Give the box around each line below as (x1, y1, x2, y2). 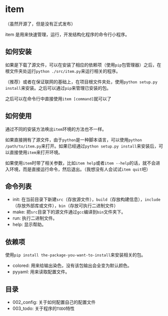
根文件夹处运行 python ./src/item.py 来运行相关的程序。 (5, 68, 121, 74)
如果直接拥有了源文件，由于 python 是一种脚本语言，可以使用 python (5, 136, 142, 142)
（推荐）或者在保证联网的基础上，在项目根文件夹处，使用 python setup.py (5, 79, 158, 85)
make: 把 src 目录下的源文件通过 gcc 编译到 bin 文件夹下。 (12, 209, 126, 215)
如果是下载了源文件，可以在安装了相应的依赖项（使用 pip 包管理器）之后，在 (5, 62, 161, 68)
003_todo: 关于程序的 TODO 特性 (12, 305, 75, 311)
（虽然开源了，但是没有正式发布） (5, 21, 76, 27)
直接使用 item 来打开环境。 (9, 149, 63, 155)
